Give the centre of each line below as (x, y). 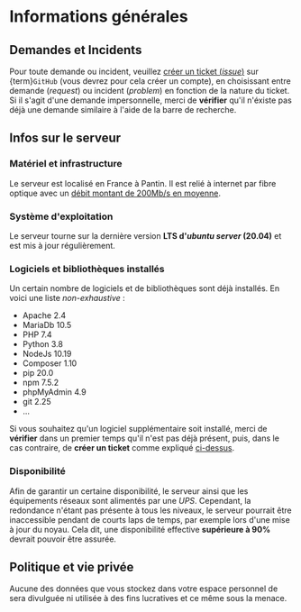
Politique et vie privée (72, 566)
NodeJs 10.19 (47, 354)
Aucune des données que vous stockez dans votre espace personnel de (144, 589)
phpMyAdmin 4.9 (55, 392)
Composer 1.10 (50, 363)
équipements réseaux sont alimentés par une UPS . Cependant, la (130, 500)
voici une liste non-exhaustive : (68, 298)
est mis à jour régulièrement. (62, 245)
